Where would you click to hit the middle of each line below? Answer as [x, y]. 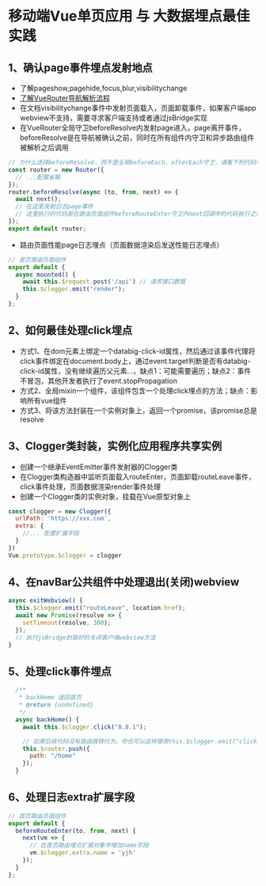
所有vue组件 [47, 400]
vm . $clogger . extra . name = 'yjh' [82, 853]
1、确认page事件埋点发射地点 [80, 68]
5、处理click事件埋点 [60, 671]
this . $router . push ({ [56, 748]
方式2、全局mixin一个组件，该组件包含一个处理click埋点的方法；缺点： [135, 390]
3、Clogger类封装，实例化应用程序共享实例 [115, 447]
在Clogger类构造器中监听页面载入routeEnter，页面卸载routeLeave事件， [137, 476]
